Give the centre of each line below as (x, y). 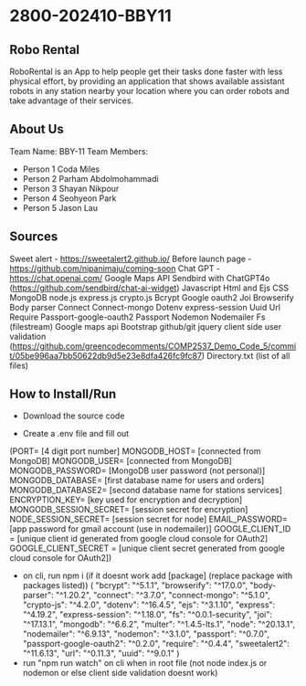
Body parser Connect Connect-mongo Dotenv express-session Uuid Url (145, 307)
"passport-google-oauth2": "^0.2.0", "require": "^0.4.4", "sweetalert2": (156, 644)
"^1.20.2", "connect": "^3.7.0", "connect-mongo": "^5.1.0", (163, 596)
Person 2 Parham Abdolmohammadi (90, 178)
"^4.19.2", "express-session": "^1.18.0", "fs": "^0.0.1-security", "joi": (147, 615)
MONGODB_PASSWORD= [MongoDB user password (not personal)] (137, 470)
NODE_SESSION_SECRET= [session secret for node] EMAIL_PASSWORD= (148, 519)
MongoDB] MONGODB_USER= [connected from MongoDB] (121, 461)
